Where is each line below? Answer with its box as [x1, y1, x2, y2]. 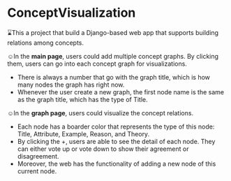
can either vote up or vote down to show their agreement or [17, 145, 189, 153]
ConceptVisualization [7, 5, 136, 21]
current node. [17, 166, 57, 175]
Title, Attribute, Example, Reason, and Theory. [17, 129, 150, 138]
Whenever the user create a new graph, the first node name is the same [17, 87, 225, 96]
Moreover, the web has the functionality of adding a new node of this [17, 159, 216, 168]
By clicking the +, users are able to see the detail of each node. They [17, 137, 216, 145]
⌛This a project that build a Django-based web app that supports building [7, 28, 218, 36]
